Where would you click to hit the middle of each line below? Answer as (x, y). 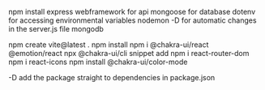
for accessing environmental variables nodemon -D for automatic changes (132, 20)
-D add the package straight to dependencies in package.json (112, 77)
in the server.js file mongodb (56, 29)
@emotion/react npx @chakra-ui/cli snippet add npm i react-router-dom (129, 53)
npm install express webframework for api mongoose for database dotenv (132, 12)
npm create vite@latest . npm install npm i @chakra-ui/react (109, 45)
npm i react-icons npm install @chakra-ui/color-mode (98, 62)
